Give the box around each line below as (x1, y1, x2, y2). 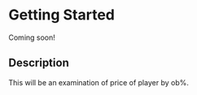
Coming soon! (8, 32, 55, 42)
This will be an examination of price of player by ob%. (8, 77, 189, 87)
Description (8, 56, 69, 70)
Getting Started (8, 6, 116, 24)
